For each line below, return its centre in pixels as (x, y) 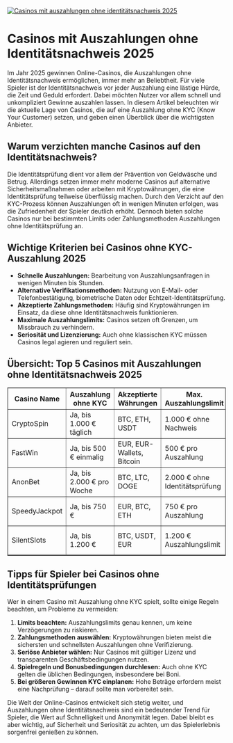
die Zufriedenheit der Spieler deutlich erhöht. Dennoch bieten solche (105, 211)
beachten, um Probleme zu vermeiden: (63, 609)
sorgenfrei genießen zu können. (53, 732)
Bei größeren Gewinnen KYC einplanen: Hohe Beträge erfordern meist (119, 682)
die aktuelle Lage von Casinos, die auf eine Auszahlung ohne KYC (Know (111, 110)
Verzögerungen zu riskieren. (58, 630)
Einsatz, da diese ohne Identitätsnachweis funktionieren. (98, 312)
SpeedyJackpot (37, 511)
